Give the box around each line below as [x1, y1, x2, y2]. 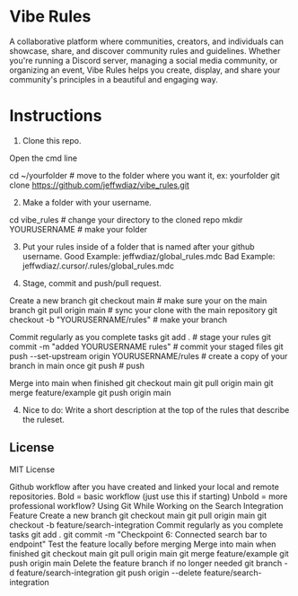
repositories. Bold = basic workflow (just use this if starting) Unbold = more [9, 491, 288, 502]
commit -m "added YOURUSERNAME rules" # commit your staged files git [9, 341, 285, 352]
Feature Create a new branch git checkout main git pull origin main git [9, 510, 267, 521]
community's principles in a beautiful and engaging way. [9, 74, 218, 84]
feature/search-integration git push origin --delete [16, 567, 202, 578]
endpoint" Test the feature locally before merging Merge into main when [9, 539, 276, 549]
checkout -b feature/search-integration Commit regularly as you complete [9, 519, 284, 530]
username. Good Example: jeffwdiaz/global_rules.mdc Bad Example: [22, 250, 276, 261]
